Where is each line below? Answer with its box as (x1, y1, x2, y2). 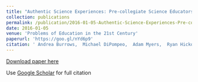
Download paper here (6, 57, 59, 65)
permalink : (6, 19, 33, 25)
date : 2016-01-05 (6, 25, 49, 31)
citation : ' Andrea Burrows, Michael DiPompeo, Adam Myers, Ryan (6, 42, 178, 48)
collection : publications (6, 14, 70, 20)
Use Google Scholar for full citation (6, 69, 91, 76)
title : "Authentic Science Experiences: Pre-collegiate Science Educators (6, 8, 194, 15)
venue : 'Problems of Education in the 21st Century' (6, 31, 138, 37)
